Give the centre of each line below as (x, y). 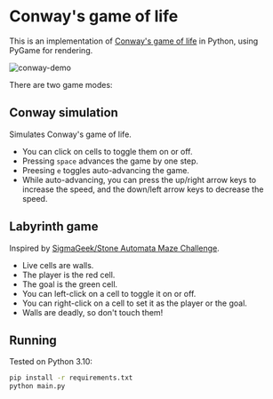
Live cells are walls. (58, 265)
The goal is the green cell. (70, 284)
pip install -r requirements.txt (71, 378)
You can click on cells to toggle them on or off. (107, 151)
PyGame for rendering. (51, 50)
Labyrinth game (54, 227)
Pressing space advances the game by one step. (110, 161)
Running (33, 340)
